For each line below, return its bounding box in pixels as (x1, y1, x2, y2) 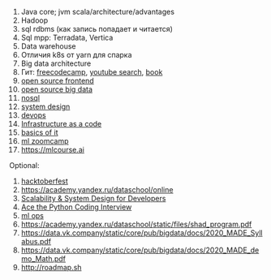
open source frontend (20, 76, 94, 85)
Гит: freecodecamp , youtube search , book (20, 67, 163, 76)
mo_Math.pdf (20, 254, 67, 263)
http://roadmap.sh (20, 263, 82, 272)
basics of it (20, 127, 58, 137)
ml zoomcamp (20, 136, 69, 145)
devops (20, 110, 47, 120)
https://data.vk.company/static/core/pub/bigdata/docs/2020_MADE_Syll (20, 228, 263, 238)
